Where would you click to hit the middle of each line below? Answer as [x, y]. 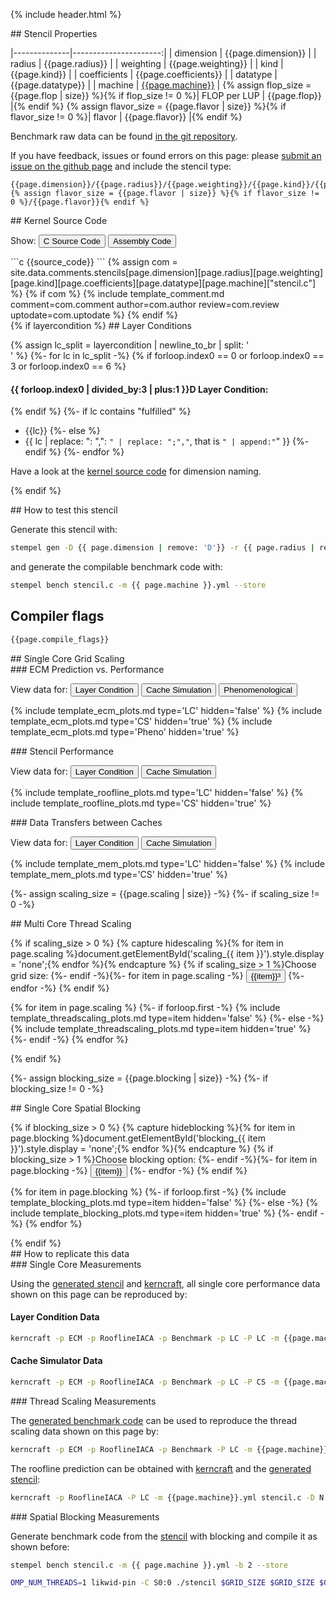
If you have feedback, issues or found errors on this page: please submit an [166, 155]
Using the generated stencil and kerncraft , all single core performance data [165, 1283]
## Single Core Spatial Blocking [75, 1108]
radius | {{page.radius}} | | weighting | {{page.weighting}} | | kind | [147, 63]
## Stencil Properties [54, 33]
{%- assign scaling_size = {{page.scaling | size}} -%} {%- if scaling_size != [165, 893]
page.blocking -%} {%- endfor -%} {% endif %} [129, 1170]
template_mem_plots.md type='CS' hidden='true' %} [119, 874]
